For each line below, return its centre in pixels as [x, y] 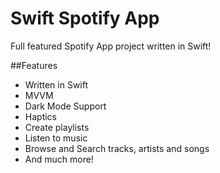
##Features [34, 65]
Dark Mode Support [65, 106]
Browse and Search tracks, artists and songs [117, 148]
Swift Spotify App [85, 18]
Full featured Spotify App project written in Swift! [111, 46]
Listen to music [56, 138]
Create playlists [57, 127]
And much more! [59, 159]
